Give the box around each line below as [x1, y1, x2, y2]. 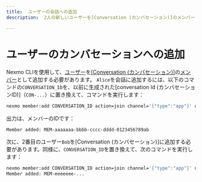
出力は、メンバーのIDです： [6, 115, 75, 122]
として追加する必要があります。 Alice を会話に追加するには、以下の [17, 76, 184, 83]
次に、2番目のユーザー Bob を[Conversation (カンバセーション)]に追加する [6, 138, 186, 145]
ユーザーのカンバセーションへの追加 [6, 48, 185, 61]
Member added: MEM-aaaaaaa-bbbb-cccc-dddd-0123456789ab [6, 127, 149, 133]
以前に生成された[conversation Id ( [73, 84, 159, 91]
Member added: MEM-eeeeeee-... [6, 171, 85, 177]
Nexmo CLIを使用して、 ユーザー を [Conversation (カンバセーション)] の [6, 69, 180, 76]
